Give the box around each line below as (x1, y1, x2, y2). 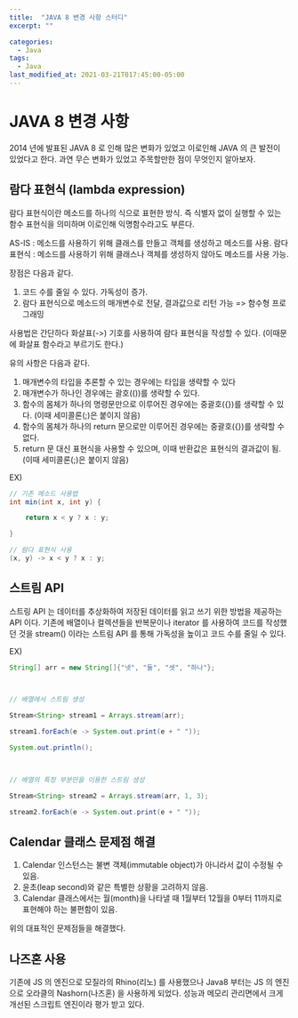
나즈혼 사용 (9, 951, 67, 966)
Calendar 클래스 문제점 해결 (9, 834, 156, 849)
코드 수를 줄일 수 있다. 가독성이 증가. (21, 286, 149, 297)
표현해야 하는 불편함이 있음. (21, 904, 118, 915)
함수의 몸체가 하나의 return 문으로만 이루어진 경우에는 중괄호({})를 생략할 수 (21, 421, 285, 431)
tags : (9, 54, 29, 63)
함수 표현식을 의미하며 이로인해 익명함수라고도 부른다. (9, 219, 195, 229)
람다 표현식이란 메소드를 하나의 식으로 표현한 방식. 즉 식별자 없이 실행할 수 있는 (9, 207, 282, 218)
